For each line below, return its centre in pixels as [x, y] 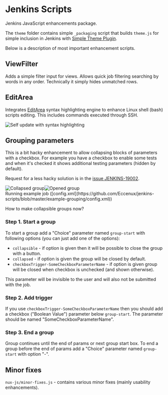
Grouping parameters [40, 140]
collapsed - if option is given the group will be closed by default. [79, 259]
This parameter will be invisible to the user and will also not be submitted [81, 279]
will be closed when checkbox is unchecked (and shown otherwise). [83, 269]
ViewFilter [22, 64]
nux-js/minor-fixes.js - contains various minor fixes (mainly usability [78, 382]
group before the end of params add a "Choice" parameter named [74, 349]
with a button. [27, 253]
